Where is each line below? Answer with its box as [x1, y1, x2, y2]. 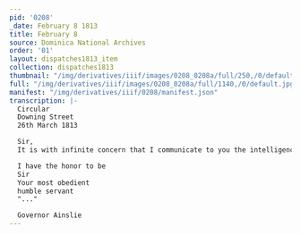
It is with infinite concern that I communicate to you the [17, 146, 246, 155]
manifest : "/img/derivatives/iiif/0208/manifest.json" [9, 88, 219, 96]
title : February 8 [9, 29, 78, 38]
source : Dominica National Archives [9, 38, 146, 47]
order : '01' [9, 46, 54, 55]
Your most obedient [17, 178, 90, 188]
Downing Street [17, 113, 74, 121]
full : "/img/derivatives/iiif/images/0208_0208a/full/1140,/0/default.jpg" [9, 79, 298, 88]
